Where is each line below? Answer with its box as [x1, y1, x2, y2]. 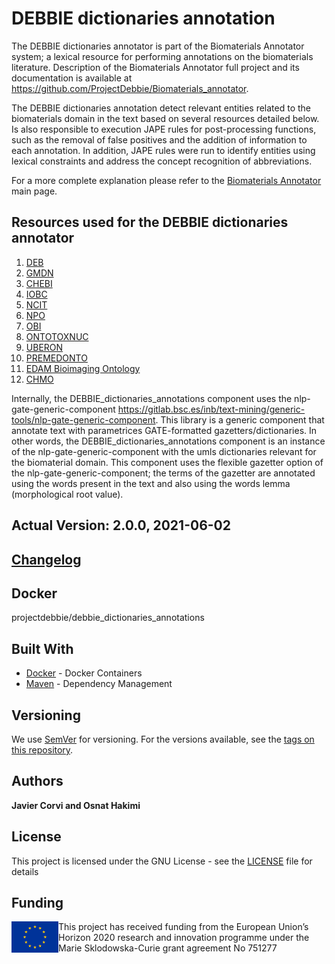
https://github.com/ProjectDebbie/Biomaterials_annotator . [11, 82, 249, 94]
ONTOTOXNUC [25, 330, 89, 342]
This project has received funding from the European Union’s [58, 921, 309, 933]
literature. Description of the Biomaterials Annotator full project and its [11, 61, 300, 73]
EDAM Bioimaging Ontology [25, 362, 141, 374]
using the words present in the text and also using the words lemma [11, 477, 291, 489]
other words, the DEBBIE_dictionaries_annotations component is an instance [11, 435, 326, 447]
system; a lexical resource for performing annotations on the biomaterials [11, 50, 314, 62]
